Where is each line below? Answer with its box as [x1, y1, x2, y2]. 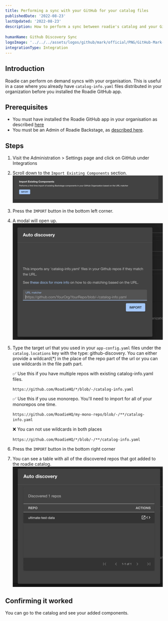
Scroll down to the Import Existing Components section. [12, 170, 127, 176]
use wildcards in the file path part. [12, 361, 83, 367]
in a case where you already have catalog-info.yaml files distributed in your [5, 83, 162, 89]
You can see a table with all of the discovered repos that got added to [12, 455, 156, 462]
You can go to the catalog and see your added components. [5, 610, 129, 616]
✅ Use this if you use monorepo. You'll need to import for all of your [12, 395, 152, 401]
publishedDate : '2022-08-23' [5, 13, 66, 19]
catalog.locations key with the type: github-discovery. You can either [12, 350, 157, 356]
